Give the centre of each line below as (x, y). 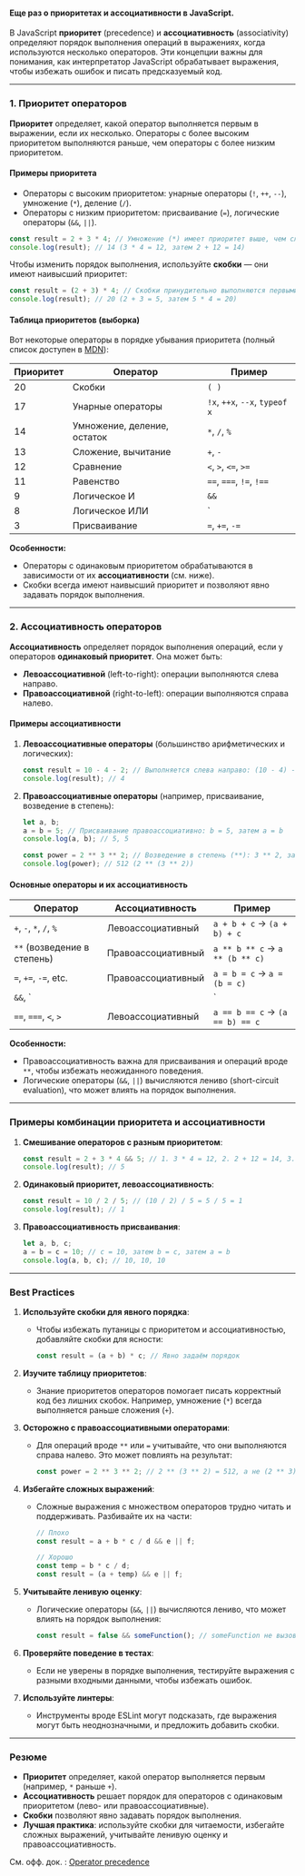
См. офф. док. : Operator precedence (79, 1862)
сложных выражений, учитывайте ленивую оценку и (125, 1835)
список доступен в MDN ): (59, 350)
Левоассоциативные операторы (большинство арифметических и (154, 744)
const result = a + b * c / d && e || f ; (115, 1541)
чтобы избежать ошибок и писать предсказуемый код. (116, 72)
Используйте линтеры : (69, 1697)
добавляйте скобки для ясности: (99, 1338)
